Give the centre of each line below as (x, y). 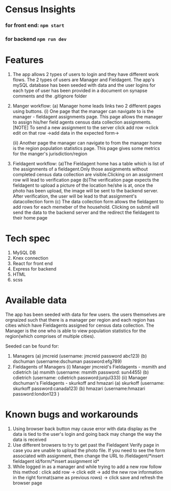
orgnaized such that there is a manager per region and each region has (80, 320)
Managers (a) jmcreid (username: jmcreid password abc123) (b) (80, 356)
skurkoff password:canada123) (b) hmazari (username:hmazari (79, 388)
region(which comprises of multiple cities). (50, 336)
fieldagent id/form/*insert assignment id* (56, 461)
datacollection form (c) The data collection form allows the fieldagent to (88, 201)
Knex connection (30, 258)
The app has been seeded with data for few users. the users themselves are (86, 314)
